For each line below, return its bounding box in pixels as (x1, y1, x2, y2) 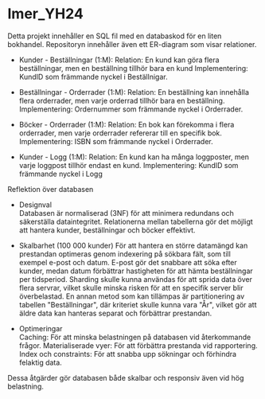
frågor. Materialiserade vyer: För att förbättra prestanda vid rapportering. (18, 340, 258, 350)
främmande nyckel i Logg (18, 169, 103, 178)
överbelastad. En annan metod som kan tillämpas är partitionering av (18, 291, 244, 301)
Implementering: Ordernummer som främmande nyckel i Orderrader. (18, 104, 244, 114)
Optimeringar (18, 323, 63, 333)
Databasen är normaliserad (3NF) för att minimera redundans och (18, 208, 234, 217)
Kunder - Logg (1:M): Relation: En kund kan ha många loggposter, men (18, 152, 250, 162)
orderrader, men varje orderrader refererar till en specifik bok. (18, 128, 222, 138)
